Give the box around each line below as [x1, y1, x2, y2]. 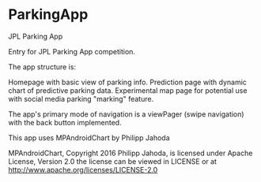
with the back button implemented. [8, 117, 122, 127]
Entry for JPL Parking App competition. [8, 46, 136, 56]
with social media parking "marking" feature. [8, 94, 154, 103]
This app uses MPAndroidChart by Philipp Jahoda [8, 132, 170, 143]
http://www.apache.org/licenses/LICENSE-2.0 [8, 165, 158, 174]
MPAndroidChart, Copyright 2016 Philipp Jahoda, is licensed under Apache [8, 148, 253, 158]
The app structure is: [8, 61, 77, 72]
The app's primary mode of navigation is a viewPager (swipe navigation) [8, 109, 244, 119]
